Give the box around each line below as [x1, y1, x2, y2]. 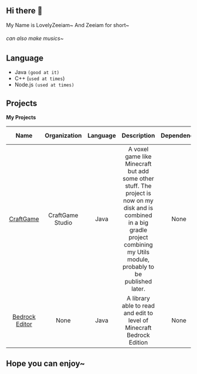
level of [128, 316, 148, 325]
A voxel [128, 145, 149, 153]
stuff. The [125, 182, 152, 190]
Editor [15, 320, 32, 328]
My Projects [6, 114, 36, 121]
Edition [128, 339, 148, 347]
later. [131, 285, 145, 293]
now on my [123, 196, 154, 205]
